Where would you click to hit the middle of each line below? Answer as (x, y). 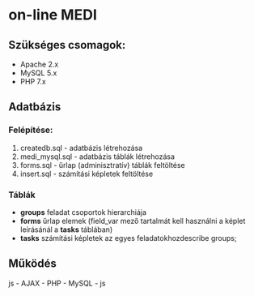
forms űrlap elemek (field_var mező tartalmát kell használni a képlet (133, 221)
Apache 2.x (39, 64)
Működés (32, 264)
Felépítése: (31, 130)
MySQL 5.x (38, 73)
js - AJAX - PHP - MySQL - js (57, 283)
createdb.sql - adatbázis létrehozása (81, 148)
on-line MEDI (53, 15)
